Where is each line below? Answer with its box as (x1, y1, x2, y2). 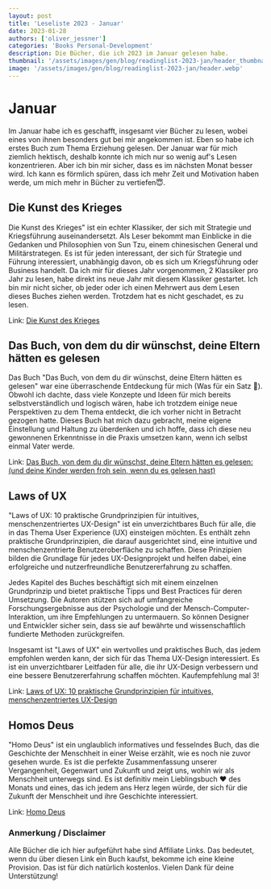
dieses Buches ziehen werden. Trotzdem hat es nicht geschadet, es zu (8, 291, 244, 301)
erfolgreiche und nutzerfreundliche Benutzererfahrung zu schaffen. (8, 562, 232, 572)
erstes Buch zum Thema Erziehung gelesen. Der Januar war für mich (8, 143, 238, 153)
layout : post (8, 11, 52, 20)
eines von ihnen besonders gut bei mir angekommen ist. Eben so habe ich (8, 134, 254, 144)
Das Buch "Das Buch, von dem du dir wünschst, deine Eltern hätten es (8, 373, 243, 382)
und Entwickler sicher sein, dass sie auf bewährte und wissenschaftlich (8, 621, 246, 630)
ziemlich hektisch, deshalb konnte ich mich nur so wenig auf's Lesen (8, 151, 237, 162)
